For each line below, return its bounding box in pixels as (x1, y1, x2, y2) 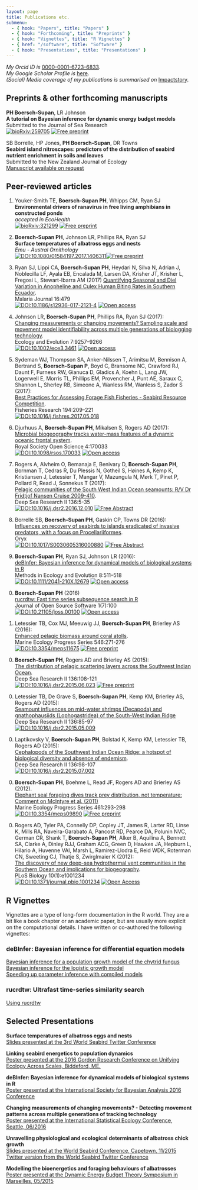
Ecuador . (14, 289, 37, 296)
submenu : (6, 20, 28, 25)
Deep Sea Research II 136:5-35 (14, 498, 90, 506)
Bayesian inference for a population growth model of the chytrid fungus (6, 958, 180, 965)
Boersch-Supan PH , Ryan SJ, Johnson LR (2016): (14, 553, 136, 560)
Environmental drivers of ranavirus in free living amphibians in (14, 204, 171, 211)
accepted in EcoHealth (14, 216, 71, 223)
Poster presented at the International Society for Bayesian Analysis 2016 (6, 1086, 181, 1094)
